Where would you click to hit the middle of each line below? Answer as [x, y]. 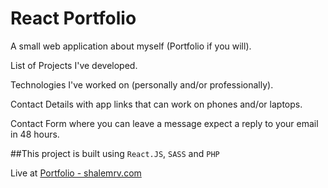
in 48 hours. [35, 134]
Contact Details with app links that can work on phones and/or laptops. [156, 104]
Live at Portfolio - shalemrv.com [76, 173]
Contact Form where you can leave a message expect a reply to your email [164, 123]
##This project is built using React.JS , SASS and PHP [115, 153]
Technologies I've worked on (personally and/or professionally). [142, 84]
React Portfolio [73, 18]
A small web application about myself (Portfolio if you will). [131, 46]
